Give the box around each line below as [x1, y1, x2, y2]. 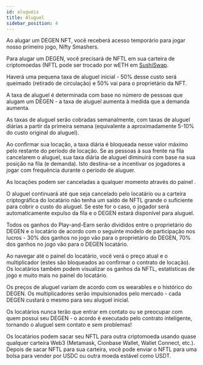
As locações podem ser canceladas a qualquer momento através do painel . [6, 179, 196, 186]
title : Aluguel [6, 15, 45, 21]
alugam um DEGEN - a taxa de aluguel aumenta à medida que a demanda [6, 98, 190, 105]
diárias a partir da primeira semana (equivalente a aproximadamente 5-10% [6, 123, 195, 130]
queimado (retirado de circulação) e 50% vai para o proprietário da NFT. [6, 80, 187, 87]
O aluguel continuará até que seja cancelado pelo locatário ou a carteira [6, 190, 187, 197]
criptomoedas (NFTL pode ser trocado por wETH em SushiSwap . [6, 61, 168, 69]
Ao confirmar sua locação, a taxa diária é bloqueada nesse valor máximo [6, 141, 188, 148]
